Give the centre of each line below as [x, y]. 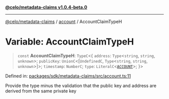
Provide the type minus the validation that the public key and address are [81, 85]
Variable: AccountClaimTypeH [70, 42]
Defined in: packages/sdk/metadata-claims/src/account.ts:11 [68, 76]
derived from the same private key [41, 91]
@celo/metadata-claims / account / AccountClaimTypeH [64, 21]
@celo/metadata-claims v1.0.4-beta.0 [46, 7]
